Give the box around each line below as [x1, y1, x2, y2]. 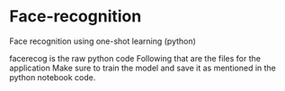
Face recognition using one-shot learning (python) [9, 36, 196, 46]
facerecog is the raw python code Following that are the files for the [9, 53, 261, 63]
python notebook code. [9, 71, 96, 82]
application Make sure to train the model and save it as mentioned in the [9, 62, 277, 73]
